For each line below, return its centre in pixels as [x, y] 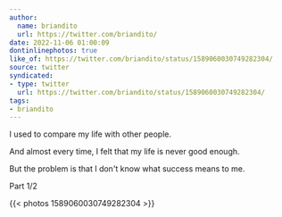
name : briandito [47, 26]
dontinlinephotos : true [54, 51]
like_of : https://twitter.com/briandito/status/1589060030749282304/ [141, 59]
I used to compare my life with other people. [91, 134]
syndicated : [31, 76]
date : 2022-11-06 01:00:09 [59, 42]
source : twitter [39, 68]
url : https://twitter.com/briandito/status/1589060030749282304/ [141, 92]
